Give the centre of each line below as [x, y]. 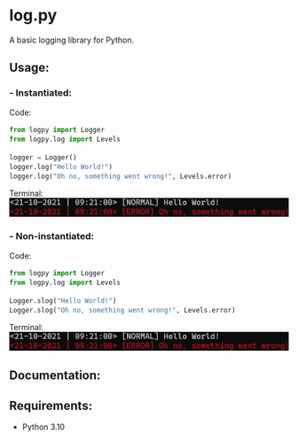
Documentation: [55, 376]
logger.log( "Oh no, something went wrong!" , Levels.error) [121, 176]
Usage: [30, 68]
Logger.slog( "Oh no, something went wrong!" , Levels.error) [123, 311]
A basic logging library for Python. [72, 40]
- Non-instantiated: [52, 236]
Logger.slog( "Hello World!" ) [63, 301]
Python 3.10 [43, 427]
